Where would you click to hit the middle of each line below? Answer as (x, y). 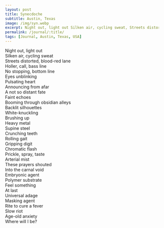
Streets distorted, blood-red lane (38, 61)
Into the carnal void (24, 170)
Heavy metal (18, 123)
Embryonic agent (22, 175)
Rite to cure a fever (24, 206)
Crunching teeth (21, 133)
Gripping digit (19, 144)
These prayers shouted (29, 164)
